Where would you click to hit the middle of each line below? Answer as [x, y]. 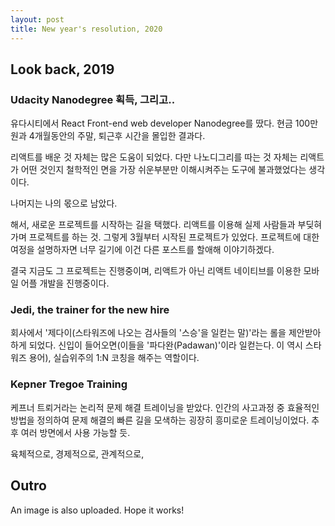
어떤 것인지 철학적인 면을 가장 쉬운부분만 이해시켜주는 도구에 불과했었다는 [163, 170]
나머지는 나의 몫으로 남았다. [64, 203]
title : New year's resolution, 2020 [86, 29]
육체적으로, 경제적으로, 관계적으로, [77, 453]
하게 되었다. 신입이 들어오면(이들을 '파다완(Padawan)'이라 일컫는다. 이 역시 [156, 345]
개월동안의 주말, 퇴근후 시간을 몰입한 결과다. [120, 136]
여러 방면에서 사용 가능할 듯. [75, 432]
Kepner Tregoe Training [69, 384]
